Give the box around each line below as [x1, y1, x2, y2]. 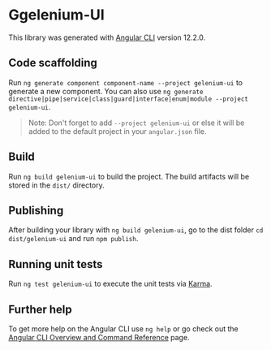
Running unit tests [8, 257, 103, 271]
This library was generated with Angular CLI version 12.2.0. [8, 32, 206, 42]
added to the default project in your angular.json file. [28, 126, 207, 136]
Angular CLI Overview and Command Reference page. [8, 333, 190, 342]
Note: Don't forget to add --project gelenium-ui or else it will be [28, 118, 245, 127]
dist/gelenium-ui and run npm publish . [8, 234, 139, 244]
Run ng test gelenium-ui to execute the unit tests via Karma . [8, 279, 213, 289]
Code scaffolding [8, 56, 97, 70]
